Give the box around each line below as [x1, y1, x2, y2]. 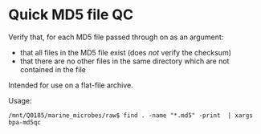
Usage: [8, 95, 32, 105]
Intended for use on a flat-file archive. [8, 80, 134, 90]
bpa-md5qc [8, 118, 42, 126]
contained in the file [19, 64, 86, 74]
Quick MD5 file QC [8, 6, 134, 24]
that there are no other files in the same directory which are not [19, 56, 230, 66]
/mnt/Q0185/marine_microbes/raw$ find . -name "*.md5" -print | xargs [8, 111, 253, 120]
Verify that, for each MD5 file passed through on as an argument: [8, 32, 224, 42]
